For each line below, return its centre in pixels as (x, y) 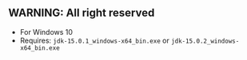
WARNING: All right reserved (82, 13)
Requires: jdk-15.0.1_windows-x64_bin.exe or (94, 40)
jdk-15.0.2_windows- (205, 41)
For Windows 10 (46, 32)
